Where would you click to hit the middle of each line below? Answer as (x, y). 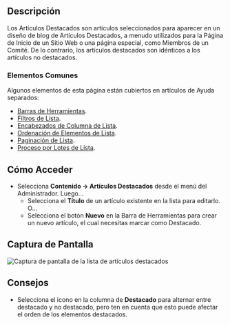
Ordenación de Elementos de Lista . (67, 133)
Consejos (28, 283)
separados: (23, 98)
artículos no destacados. (42, 57)
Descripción (34, 11)
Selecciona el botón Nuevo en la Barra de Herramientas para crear (122, 215)
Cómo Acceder (40, 170)
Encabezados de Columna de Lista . (67, 126)
